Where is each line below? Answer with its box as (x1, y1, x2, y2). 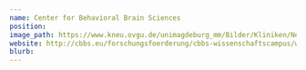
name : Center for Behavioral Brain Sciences (9, 13, 181, 23)
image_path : (9, 30, 55, 39)
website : (9, 38, 43, 48)
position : (9, 22, 47, 31)
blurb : (9, 47, 35, 56)
